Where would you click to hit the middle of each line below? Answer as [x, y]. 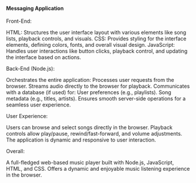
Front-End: [19, 21]
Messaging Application [35, 8]
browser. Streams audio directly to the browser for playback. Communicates [98, 86]
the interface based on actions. [44, 57]
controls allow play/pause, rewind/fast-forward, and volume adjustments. [94, 134]
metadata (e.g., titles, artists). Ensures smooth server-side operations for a [96, 99]
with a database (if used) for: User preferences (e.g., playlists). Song [89, 92]
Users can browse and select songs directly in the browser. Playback [89, 127]
